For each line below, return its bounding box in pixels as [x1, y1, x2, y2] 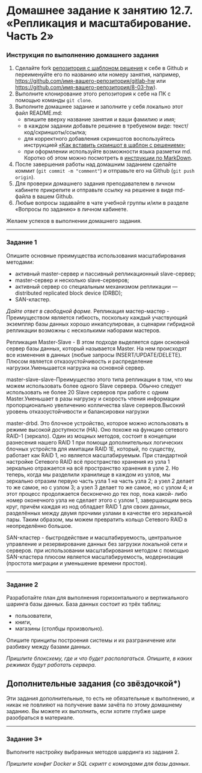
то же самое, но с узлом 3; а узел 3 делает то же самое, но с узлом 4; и [6, 484, 192, 491]
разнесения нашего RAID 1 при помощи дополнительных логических [6, 438, 183, 446]
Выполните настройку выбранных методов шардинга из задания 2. [6, 748, 180, 755]
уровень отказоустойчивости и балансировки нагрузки [6, 408, 149, 415]
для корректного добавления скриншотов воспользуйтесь [23, 135, 176, 143]
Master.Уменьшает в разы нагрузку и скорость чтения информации [6, 395, 180, 402]
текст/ [173, 122, 189, 130]
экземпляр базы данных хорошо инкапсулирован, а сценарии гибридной [6, 320, 195, 327]
